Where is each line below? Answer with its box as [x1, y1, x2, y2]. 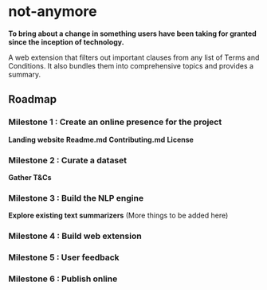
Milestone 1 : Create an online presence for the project [8, 116, 222, 127]
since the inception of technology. [8, 37, 125, 46]
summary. [8, 69, 41, 79]
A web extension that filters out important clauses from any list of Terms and [8, 53, 260, 62]
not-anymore [8, 2, 97, 21]
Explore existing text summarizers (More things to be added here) [8, 210, 229, 221]
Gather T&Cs [8, 172, 52, 182]
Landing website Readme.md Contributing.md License [8, 135, 194, 144]
